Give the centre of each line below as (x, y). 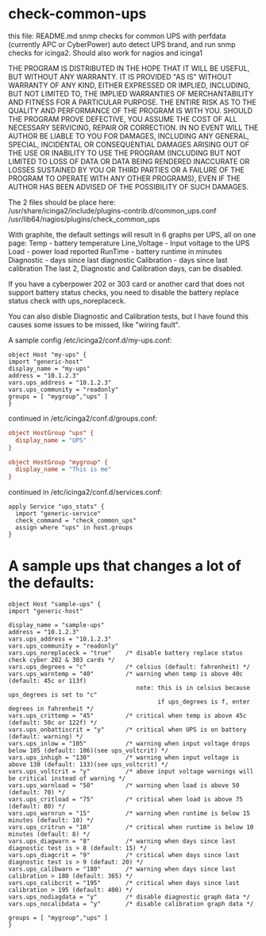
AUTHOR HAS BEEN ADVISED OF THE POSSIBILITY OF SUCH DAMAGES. (128, 186)
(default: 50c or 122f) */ (53, 723)
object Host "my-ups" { (48, 354)
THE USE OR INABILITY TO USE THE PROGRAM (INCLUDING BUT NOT (125, 153)
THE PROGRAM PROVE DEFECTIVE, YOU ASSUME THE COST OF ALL (123, 119)
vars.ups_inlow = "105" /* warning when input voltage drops (129, 744)
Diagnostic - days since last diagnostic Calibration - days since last (118, 260)
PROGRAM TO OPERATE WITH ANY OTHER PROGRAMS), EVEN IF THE (124, 178)
